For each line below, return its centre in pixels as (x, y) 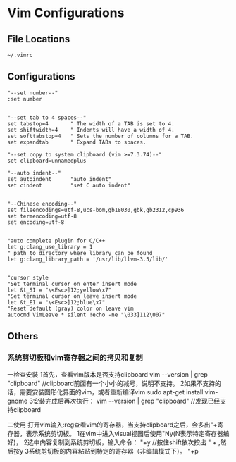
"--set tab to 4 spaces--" (47, 118)
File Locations (39, 39)
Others (23, 336)
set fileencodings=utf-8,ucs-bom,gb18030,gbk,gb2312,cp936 (96, 210)
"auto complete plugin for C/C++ (56, 241)
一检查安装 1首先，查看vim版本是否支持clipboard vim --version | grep (107, 374)
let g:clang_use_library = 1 (50, 247)
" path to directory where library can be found (80, 253)
